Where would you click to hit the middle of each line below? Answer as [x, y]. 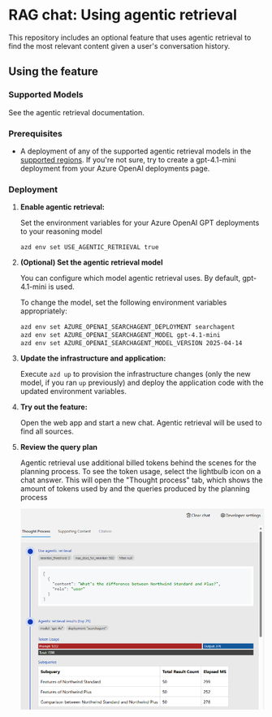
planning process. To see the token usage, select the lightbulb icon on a [140, 472]
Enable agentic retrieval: [63, 207]
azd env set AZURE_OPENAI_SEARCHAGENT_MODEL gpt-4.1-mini [120, 335]
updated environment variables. [73, 391]
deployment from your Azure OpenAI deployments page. [115, 168]
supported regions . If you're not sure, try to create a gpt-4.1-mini [128, 159]
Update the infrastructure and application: [93, 358]
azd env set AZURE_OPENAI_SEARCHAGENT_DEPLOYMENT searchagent [127, 327]
